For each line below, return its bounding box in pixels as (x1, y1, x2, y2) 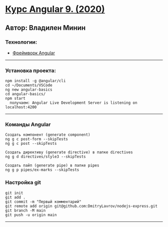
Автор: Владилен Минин (5, 24, 86, 32)
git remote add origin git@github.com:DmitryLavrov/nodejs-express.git (5, 203, 157, 208)
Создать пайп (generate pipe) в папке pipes (5, 163, 99, 168)
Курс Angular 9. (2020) (5, 4, 105, 15)
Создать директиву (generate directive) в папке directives (5, 150, 133, 155)
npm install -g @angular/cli (5, 79, 66, 84)
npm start (5, 96, 26, 101)
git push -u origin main (5, 212, 57, 217)
